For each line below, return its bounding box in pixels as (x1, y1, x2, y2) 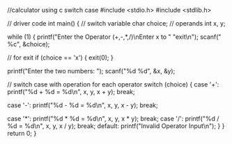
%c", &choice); (7, 40, 50, 48)
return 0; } (7, 129, 37, 137)
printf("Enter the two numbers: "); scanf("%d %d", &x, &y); (7, 67, 176, 75)
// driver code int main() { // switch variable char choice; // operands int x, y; (7, 19, 226, 27)
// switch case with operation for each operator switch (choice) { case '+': (7, 80, 219, 89)
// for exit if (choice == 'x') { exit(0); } (7, 53, 114, 62)
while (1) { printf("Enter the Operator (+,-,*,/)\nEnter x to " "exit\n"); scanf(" (7, 33, 222, 41)
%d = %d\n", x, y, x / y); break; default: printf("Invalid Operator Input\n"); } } (7, 122, 225, 130)
